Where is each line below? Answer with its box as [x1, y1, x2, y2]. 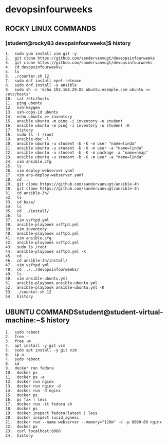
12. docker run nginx [5, 379, 54, 384]
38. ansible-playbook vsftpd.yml [5, 222, 80, 227]
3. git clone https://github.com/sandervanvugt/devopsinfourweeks [5, 60, 153, 65]
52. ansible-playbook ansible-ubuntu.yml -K [5, 285, 104, 290]
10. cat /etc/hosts [5, 96, 50, 101]
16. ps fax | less [5, 397, 47, 402]
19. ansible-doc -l [5, 136, 50, 142]
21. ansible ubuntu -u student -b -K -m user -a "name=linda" [5, 145, 144, 151]
